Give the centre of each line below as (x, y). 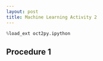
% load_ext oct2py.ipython (38, 33)
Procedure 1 (29, 52)
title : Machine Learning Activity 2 (51, 17)
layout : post (22, 12)
